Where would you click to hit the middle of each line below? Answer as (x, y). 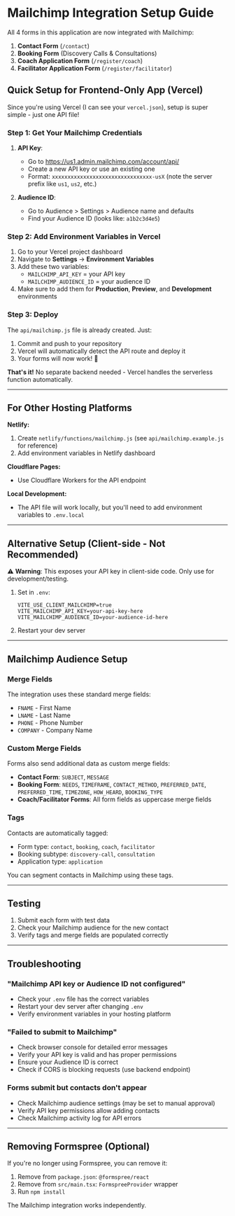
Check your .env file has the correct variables (83, 999)
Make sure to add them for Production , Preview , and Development (114, 289)
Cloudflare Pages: (34, 467)
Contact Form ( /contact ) (53, 46)
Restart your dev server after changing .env (80, 1007)
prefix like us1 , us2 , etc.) (62, 184)
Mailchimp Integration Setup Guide (111, 13)
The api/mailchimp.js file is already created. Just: (80, 330)
